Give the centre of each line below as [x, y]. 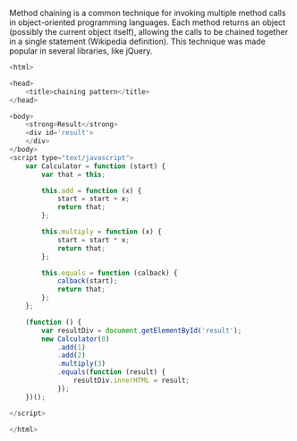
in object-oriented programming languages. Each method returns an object [148, 22]
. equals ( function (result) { [111, 372]
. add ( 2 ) [72, 356]
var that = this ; [73, 174]
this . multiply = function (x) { [102, 232]
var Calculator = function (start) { [96, 166]
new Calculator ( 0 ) [76, 339]
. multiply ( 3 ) [81, 364]
